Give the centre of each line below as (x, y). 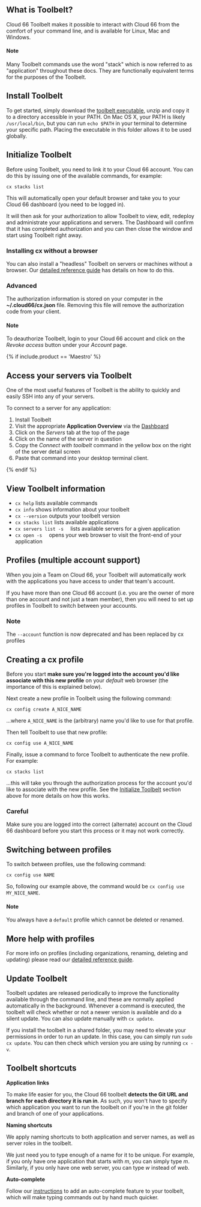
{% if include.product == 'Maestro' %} (54, 356)
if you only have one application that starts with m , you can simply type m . (98, 1161)
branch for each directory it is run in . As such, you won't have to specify (97, 1101)
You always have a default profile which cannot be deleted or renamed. (95, 920)
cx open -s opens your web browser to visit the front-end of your (98, 535)
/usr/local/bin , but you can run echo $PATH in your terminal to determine (97, 123)
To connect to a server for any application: (59, 408)
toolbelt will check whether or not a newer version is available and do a (94, 1012)
